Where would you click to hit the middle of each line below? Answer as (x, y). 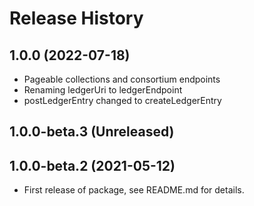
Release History (76, 18)
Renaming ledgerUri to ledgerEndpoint (103, 90)
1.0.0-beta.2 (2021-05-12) (92, 165)
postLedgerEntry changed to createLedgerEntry (122, 100)
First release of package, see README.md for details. (134, 190)
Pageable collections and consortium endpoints (122, 79)
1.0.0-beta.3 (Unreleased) (92, 132)
